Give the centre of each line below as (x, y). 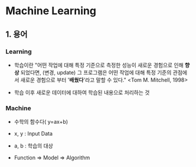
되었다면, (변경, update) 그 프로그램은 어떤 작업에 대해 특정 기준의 (96, 72)
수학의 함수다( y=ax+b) (41, 122)
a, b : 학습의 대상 (34, 146)
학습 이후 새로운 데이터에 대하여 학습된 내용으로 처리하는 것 (82, 92)
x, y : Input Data (33, 134)
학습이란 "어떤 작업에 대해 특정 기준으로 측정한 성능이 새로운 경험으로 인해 (99, 65)
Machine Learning (51, 11)
